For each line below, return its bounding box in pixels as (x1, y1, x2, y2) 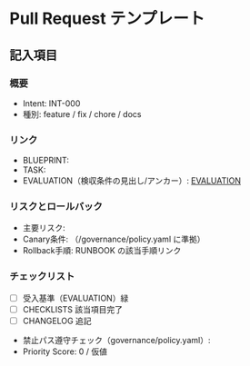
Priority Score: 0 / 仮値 (22, 346, 107, 357)
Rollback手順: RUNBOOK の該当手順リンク (22, 245, 182, 256)
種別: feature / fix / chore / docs (22, 108, 142, 119)
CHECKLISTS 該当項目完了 (22, 303, 124, 314)
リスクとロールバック (9, 201, 103, 213)
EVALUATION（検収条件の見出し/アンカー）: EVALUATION (22, 175, 241, 186)
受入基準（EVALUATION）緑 (22, 292, 129, 303)
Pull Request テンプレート (9, 8, 205, 29)
